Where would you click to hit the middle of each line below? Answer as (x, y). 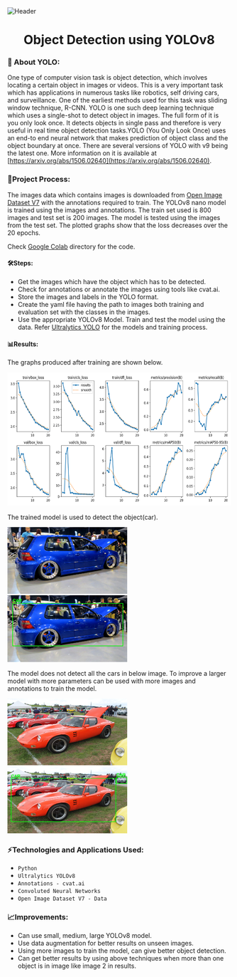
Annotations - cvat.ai (51, 884)
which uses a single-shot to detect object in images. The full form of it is (113, 115)
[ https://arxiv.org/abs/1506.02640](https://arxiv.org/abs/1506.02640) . (110, 161)
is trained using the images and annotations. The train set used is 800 (109, 210)
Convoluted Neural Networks (59, 892)
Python (27, 869)
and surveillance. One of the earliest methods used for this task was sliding (117, 100)
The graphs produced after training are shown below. (85, 362)
